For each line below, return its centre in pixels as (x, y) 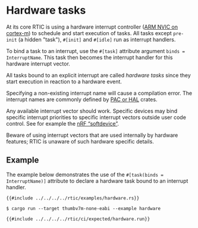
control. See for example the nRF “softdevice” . (62, 123)
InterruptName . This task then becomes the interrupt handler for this (89, 57)
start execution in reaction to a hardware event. (64, 82)
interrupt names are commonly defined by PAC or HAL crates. (82, 99)
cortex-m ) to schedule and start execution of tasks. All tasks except (89, 33)
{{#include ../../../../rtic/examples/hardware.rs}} (73, 198)
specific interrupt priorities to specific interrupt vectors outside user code (96, 117)
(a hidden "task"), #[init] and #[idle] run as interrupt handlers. (97, 39)
